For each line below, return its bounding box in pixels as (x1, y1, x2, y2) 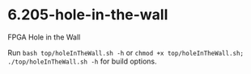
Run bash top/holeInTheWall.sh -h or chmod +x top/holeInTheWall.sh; (7, 47, 245, 57)
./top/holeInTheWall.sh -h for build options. (7, 56, 157, 66)
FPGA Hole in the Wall (7, 32, 81, 42)
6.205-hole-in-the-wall (7, 6, 168, 24)
